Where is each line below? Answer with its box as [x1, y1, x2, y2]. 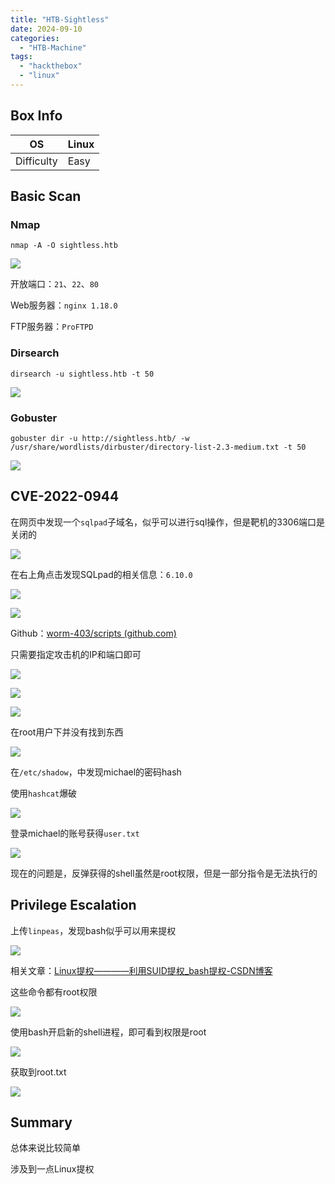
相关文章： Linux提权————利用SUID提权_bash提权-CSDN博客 [10, 964, 273, 976]
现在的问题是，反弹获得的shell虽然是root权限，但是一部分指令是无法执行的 [10, 867, 318, 879]
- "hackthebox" [19, 61, 83, 71]
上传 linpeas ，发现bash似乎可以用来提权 [10, 924, 177, 936]
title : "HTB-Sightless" [10, 14, 110, 25]
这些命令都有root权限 [10, 986, 98, 998]
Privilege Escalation [10, 897, 137, 914]
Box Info [10, 107, 63, 125]
